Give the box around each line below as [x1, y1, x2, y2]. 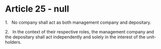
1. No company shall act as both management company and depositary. [5, 19, 151, 25]
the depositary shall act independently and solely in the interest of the [5, 34, 145, 40]
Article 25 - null [5, 3, 69, 15]
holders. [5, 39, 22, 45]
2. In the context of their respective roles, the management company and [5, 29, 155, 34]
